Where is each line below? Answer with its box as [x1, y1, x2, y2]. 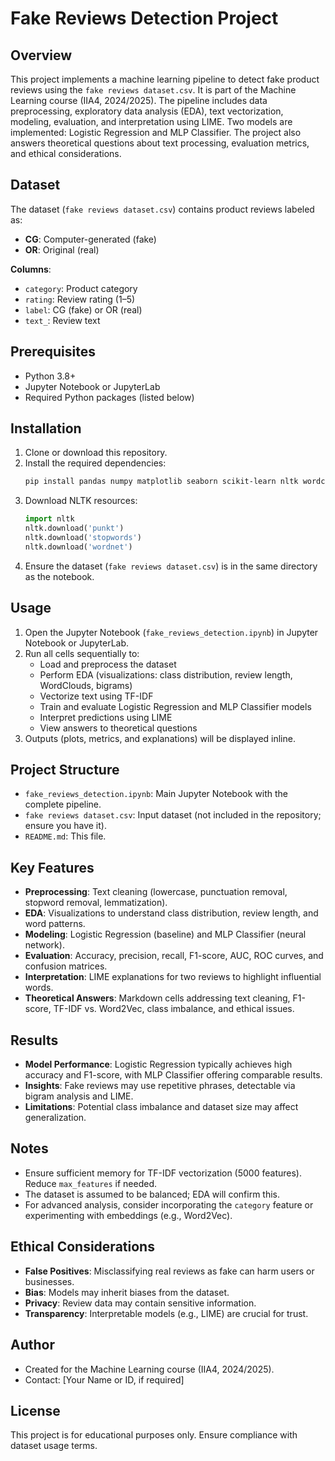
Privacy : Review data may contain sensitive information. [24, 1297, 257, 1309]
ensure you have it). [24, 820, 107, 832]
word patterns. [24, 918, 86, 930]
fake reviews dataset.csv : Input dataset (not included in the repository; [24, 809, 322, 821]
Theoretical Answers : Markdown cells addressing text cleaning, [24, 992, 291, 1004]
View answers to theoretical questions [39, 722, 198, 734]
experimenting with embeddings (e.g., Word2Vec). [24, 1209, 233, 1221]
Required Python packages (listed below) [24, 391, 195, 403]
